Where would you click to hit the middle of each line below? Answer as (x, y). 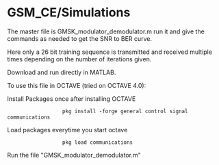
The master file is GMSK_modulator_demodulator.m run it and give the (106, 31)
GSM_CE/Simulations (69, 13)
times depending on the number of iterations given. (79, 59)
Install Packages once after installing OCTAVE (72, 99)
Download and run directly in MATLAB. (62, 72)
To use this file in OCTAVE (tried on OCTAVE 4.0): (77, 85)
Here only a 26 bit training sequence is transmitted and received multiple (109, 52)
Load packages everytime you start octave (67, 130)
